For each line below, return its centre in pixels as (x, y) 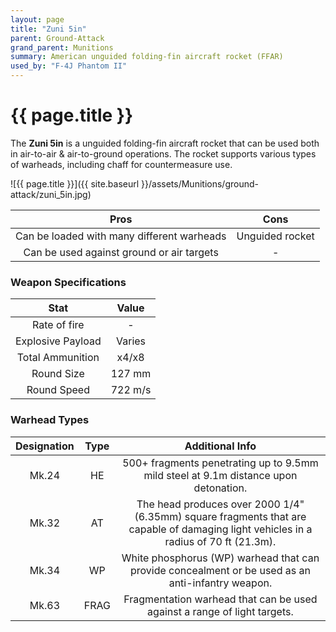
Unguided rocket (275, 236)
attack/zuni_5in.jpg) (51, 194)
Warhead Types (50, 420)
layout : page (37, 19)
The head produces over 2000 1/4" (220, 504)
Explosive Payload (58, 341)
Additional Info (220, 446)
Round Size (58, 374)
